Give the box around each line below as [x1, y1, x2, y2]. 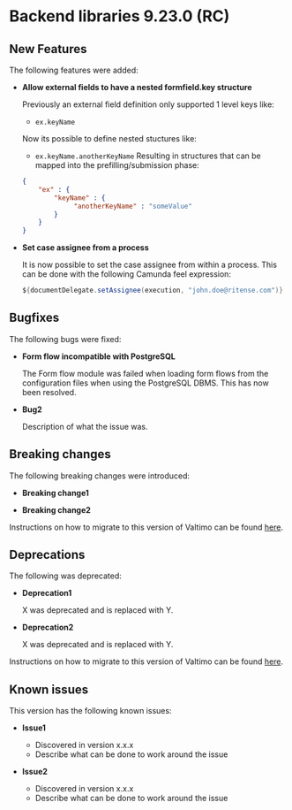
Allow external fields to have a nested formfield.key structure [21, 82, 252, 92]
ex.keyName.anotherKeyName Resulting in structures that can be [34, 150, 262, 161]
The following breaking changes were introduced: [9, 470, 191, 481]
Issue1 [21, 722, 47, 733]
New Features [9, 42, 87, 57]
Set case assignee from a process [21, 242, 149, 253]
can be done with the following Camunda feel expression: [21, 269, 232, 279]
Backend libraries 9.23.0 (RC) [9, 6, 230, 27]
